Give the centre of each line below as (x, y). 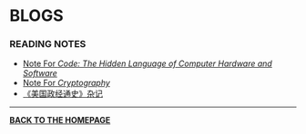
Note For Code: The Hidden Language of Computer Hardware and (148, 63)
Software (40, 73)
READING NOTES (48, 44)
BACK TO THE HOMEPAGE (60, 120)
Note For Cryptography (66, 83)
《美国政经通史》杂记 (62, 94)
